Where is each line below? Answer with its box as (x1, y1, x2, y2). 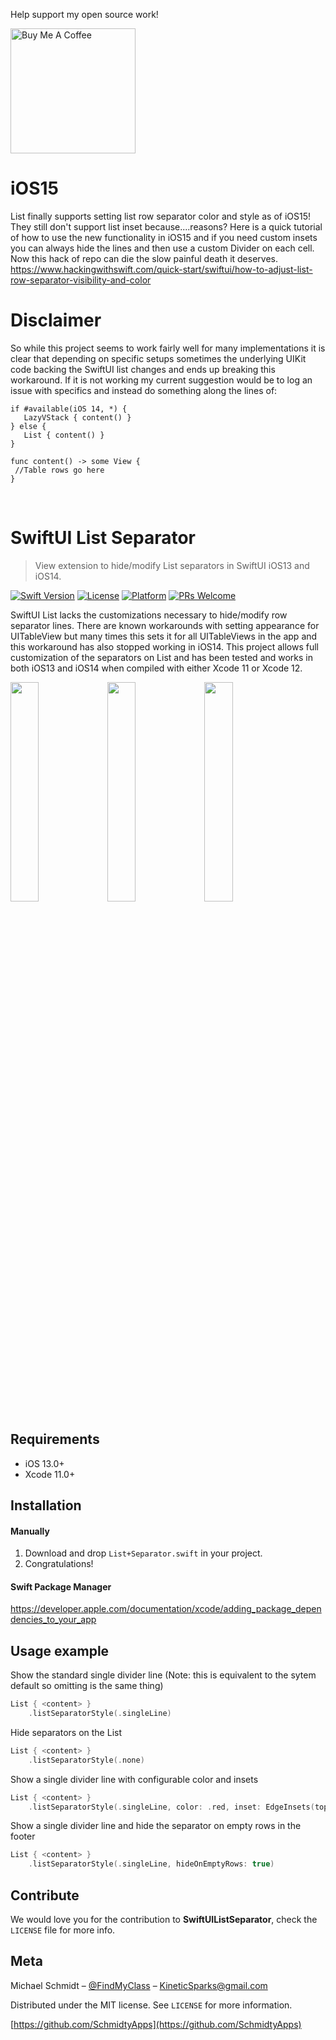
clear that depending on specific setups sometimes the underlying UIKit (10, 352, 307, 364)
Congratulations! (24, 1558, 94, 1570)
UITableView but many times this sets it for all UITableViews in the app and (10, 630, 318, 642)
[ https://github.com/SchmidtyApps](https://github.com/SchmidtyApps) (10, 2018, 302, 2030)
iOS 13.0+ (24, 1457, 65, 1469)
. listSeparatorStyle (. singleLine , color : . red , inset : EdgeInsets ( (28, 1802, 315, 1812)
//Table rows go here (14, 465, 105, 475)
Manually (10, 1525, 50, 1537)
